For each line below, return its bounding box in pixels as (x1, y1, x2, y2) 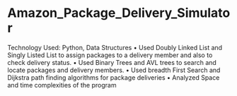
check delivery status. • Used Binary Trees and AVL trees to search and (7, 58, 217, 66)
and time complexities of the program (7, 80, 117, 89)
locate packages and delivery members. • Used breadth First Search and (7, 66, 221, 74)
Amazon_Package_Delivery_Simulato (7, 5, 231, 21)
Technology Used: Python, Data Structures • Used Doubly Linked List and (7, 43, 223, 52)
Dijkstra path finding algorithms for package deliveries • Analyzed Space (7, 73, 220, 82)
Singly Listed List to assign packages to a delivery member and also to (7, 51, 213, 59)
